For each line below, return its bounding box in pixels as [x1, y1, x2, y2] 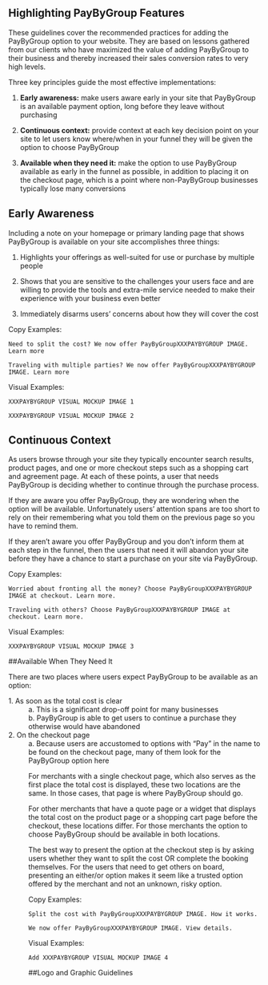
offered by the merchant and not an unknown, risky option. [28, 879, 222, 889]
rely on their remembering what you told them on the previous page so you [8, 513, 255, 522]
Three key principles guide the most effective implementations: [8, 77, 217, 87]
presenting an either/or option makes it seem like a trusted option [28, 870, 244, 881]
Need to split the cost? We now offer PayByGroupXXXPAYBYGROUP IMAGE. [8, 340, 249, 348]
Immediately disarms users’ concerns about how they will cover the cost [19, 309, 259, 318]
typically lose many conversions [19, 184, 126, 193]
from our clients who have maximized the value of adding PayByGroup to [8, 44, 250, 55]
